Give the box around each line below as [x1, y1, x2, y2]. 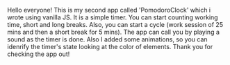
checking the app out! [7, 50, 70, 58]
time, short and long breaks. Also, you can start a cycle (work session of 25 [7, 21, 224, 28]
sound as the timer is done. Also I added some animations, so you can [7, 35, 208, 44]
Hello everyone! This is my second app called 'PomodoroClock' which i [7, 6, 211, 14]
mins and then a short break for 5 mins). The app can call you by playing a [7, 28, 220, 36]
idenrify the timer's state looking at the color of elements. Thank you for [7, 43, 213, 50]
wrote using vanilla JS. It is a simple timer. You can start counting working [7, 13, 218, 21]
